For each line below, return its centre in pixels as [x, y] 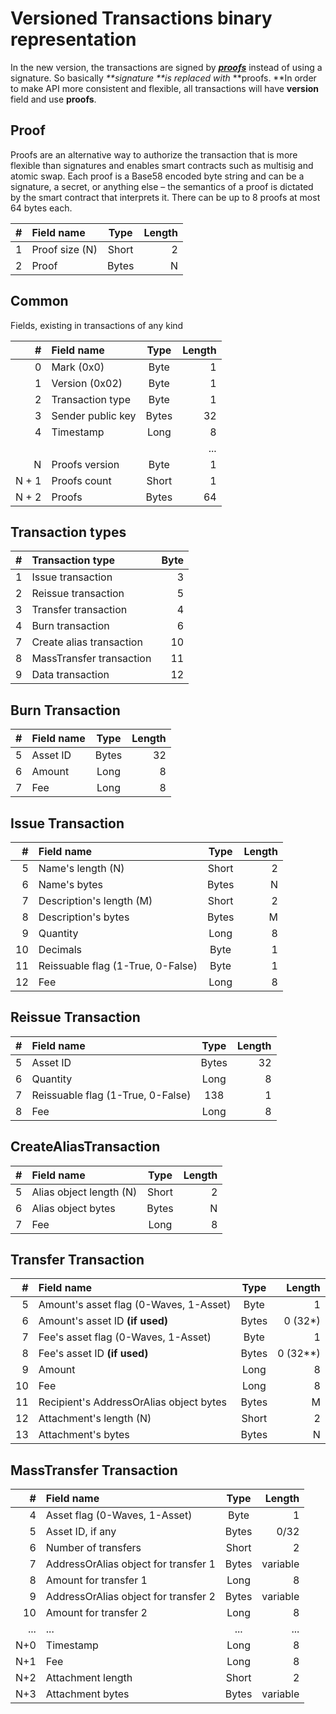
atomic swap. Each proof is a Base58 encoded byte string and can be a [157, 176]
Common [39, 301]
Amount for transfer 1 [96, 1580]
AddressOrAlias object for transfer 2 [130, 1597]
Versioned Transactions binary [141, 18]
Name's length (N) [81, 868]
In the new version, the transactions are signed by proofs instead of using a [166, 67]
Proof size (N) [64, 249]
